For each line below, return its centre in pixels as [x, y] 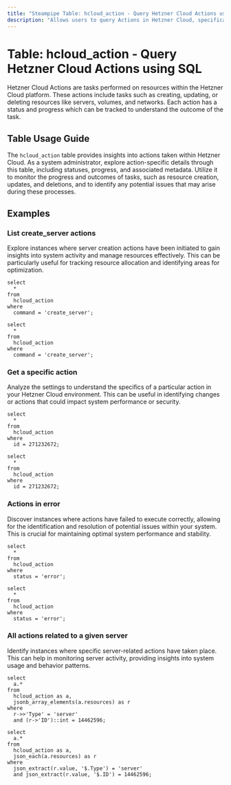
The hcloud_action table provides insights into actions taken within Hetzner [114, 155]
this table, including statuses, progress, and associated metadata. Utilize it [112, 170]
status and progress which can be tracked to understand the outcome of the [115, 109]
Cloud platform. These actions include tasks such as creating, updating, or [113, 95]
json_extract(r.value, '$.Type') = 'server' [78, 768]
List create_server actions [52, 233]
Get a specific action [42, 372]
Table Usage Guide [48, 138]
